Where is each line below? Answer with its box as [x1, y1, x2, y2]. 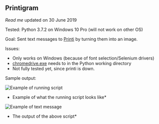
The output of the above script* [12, 113, 77, 119]
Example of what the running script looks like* [12, 94, 106, 100]
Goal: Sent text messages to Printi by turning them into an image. [5, 36, 138, 42]
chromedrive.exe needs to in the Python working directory [12, 60, 131, 66]
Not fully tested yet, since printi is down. [12, 65, 95, 71]
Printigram [5, 4, 39, 12]
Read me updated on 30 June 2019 [5, 17, 77, 23]
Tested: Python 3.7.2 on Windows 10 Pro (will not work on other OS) [5, 27, 143, 32]
